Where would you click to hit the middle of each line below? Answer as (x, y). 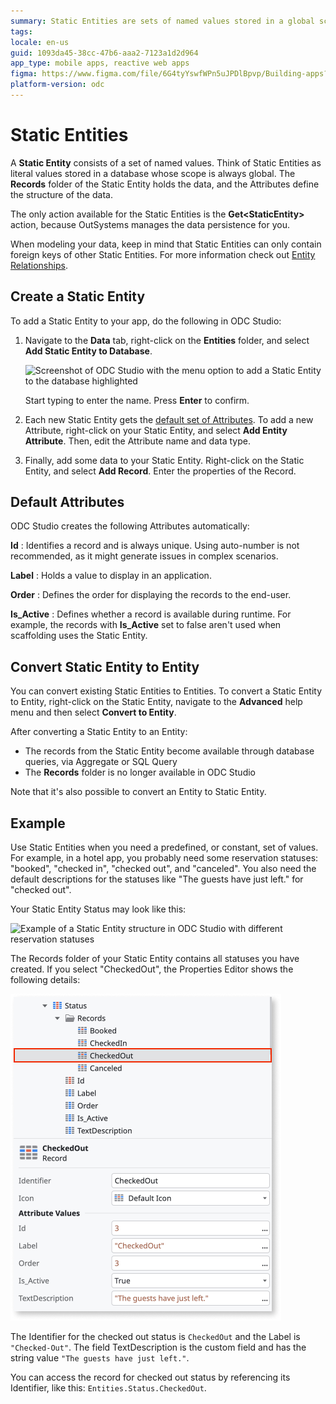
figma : (24, 74)
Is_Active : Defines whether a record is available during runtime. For (151, 614)
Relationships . (39, 265)
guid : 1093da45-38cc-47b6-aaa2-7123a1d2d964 (104, 53)
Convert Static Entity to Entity (105, 666)
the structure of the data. (61, 194)
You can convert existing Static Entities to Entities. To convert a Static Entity (166, 691)
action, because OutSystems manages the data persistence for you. (150, 224)
